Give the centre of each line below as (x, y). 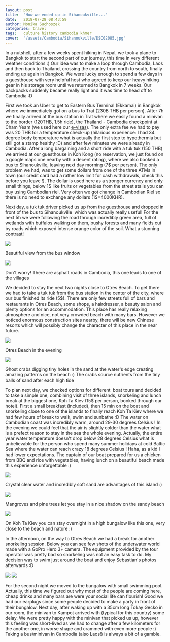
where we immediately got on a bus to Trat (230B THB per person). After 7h (84, 111)
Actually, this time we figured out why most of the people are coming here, (83, 591)
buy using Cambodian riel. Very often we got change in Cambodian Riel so (83, 192)
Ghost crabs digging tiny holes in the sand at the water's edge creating (79, 369)
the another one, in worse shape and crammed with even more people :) (81, 628)
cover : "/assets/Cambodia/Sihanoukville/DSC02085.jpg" (65, 39)
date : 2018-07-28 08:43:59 (36, 19)
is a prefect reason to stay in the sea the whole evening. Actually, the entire (84, 433)
